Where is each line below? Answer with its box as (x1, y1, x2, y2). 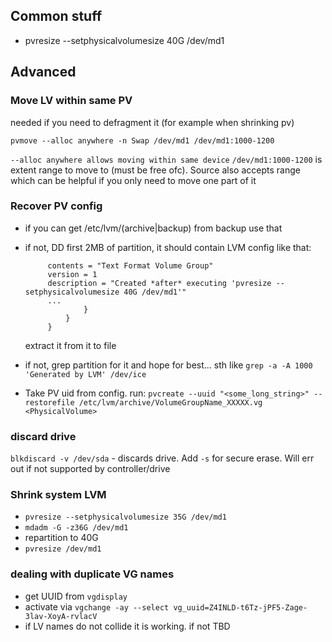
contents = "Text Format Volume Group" (47, 260, 214, 271)
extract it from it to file (24, 339, 117, 351)
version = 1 (47, 269, 98, 279)
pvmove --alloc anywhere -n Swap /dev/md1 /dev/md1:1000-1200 (10, 135, 275, 146)
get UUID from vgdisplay (24, 590, 128, 602)
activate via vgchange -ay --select (24, 600, 170, 613)
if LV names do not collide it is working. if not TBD (24, 620, 231, 632)
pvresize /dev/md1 (24, 544, 102, 554)
